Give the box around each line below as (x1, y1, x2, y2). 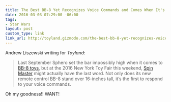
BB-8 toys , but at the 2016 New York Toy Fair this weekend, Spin (17, 64, 154, 71)
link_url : (5, 36, 26, 41)
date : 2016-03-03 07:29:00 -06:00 (5, 12, 79, 17)
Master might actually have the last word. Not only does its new (17, 70, 151, 76)
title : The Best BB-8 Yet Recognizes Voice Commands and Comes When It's (5, 7, 165, 13)
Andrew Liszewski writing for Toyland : (5, 49, 85, 56)
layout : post (5, 26, 33, 31)
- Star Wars (5, 21, 31, 27)
